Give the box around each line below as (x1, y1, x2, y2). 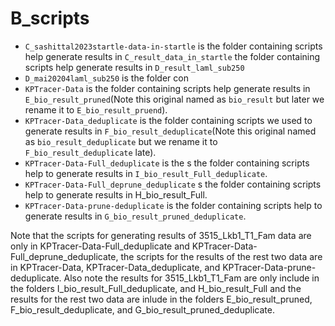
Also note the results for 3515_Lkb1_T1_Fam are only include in (63, 272, 320, 284)
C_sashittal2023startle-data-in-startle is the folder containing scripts (24, 40, 323, 52)
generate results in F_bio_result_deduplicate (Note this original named (24, 125, 317, 137)
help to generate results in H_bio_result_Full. (24, 188, 208, 201)
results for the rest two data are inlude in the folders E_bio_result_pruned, (10, 293, 313, 305)
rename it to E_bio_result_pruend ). (24, 103, 168, 116)
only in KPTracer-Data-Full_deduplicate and (10, 240, 190, 252)
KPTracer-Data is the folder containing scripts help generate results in (24, 82, 311, 94)
